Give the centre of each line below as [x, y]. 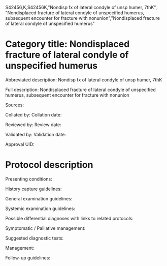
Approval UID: [20, 144]
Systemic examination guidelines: [40, 209]
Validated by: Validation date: [36, 134]
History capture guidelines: [34, 189]
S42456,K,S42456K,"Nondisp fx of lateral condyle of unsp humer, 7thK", [81, 7]
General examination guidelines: [39, 198]
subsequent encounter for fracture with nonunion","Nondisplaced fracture [82, 18]
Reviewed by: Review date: [34, 125]
